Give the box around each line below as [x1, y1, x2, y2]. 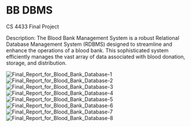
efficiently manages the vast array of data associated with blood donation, [6, 53, 186, 60]
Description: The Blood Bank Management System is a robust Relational [6, 34, 180, 41]
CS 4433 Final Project [6, 23, 60, 30]
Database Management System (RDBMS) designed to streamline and [6, 41, 173, 48]
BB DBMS [6, 4, 53, 17]
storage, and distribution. [6, 59, 67, 66]
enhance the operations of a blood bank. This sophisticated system [6, 46, 169, 54]
